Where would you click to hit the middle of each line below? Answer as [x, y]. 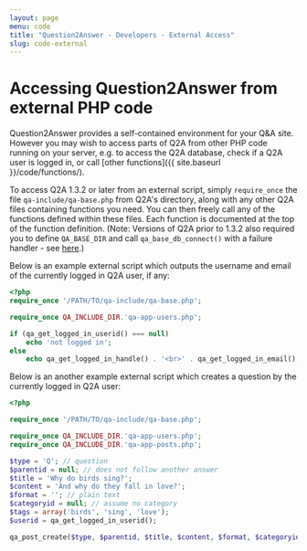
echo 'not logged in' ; [69, 342]
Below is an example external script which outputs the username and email [151, 266]
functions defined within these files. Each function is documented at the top [152, 219]
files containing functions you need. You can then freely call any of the [143, 209]
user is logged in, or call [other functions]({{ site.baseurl [115, 163]
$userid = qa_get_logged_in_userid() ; [83, 520]
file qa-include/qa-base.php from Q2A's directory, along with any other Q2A [152, 200]
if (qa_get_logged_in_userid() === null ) [90, 334]
